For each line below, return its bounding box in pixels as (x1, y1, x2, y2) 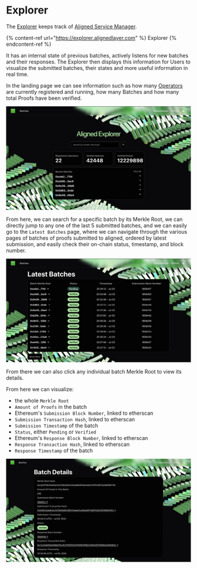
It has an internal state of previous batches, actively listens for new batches (6, 52, 189, 59)
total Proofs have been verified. (6, 95, 82, 102)
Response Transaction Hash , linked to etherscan (14, 441, 130, 448)
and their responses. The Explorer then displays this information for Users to (6, 58, 191, 65)
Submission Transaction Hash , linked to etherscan (14, 415, 135, 423)
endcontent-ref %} (6, 41, 52, 48)
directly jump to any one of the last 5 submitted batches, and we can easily (6, 221, 188, 229)
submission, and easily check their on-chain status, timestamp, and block (6, 240, 184, 247)
